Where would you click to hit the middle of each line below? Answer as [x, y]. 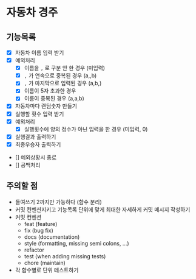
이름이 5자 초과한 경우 [50, 91]
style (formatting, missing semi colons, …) [76, 243]
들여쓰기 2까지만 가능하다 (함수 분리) [58, 202]
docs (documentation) [52, 237]
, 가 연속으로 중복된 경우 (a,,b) [60, 76]
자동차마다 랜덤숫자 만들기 [46, 106]
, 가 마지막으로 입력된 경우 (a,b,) [63, 83]
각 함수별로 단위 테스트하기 [47, 270]
